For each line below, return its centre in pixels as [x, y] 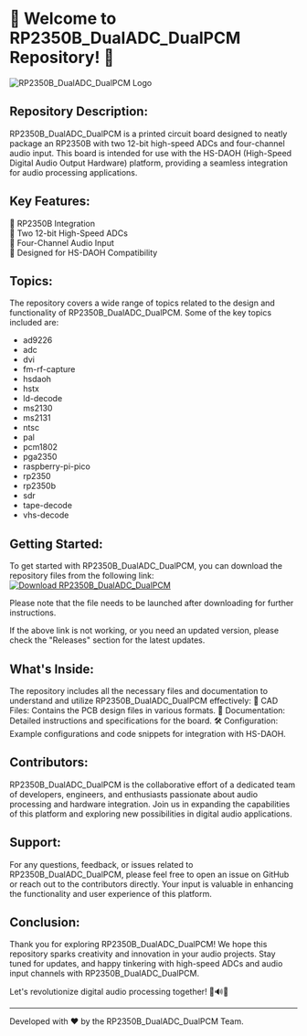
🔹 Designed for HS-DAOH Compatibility [84, 252]
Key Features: [50, 202]
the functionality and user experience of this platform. [111, 893]
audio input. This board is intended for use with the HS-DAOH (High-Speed [151, 153]
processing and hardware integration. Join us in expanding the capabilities [150, 804]
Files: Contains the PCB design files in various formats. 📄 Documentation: [148, 710]
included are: [34, 323]
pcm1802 [40, 447]
